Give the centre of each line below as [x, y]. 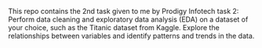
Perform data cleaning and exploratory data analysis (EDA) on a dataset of [128, 19]
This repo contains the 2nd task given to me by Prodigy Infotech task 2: [124, 11]
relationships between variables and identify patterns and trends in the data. [131, 36]
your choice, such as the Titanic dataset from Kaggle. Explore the [114, 27]
